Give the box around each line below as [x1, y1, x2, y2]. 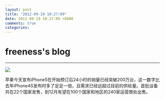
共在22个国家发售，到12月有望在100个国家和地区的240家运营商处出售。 [5, 89, 151, 95]
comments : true [5, 20, 36, 26]
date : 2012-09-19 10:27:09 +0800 [5, 16, 74, 21]
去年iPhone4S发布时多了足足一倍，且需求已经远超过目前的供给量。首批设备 [5, 83, 158, 89]
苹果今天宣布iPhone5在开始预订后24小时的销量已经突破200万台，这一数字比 [5, 77, 160, 83]
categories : [5, 25, 29, 30]
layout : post [5, 7, 32, 12]
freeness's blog [5, 46, 71, 58]
